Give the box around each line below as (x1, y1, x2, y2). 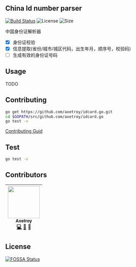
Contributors (5, 171, 47, 179)
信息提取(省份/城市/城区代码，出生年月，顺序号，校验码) (12, 46, 131, 52)
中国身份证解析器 (5, 28, 41, 34)
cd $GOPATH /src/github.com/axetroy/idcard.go (5, 114, 103, 119)
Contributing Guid (5, 128, 43, 134)
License (5, 242, 31, 251)
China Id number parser (5, 4, 83, 13)
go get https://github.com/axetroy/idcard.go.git (5, 109, 113, 114)
